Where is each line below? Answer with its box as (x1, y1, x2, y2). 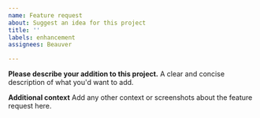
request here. (8, 101, 52, 111)
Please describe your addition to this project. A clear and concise (8, 69, 225, 79)
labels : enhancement (8, 33, 76, 42)
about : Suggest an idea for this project (8, 19, 147, 27)
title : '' (8, 26, 41, 34)
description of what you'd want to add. (8, 78, 134, 87)
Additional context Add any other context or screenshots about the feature (8, 93, 253, 102)
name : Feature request (8, 11, 83, 20)
